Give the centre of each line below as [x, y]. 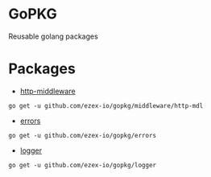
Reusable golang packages [53, 36]
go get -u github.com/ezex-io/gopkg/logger [83, 165]
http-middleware [48, 91]
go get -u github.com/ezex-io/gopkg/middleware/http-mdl [106, 105]
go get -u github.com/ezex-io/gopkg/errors [83, 135]
